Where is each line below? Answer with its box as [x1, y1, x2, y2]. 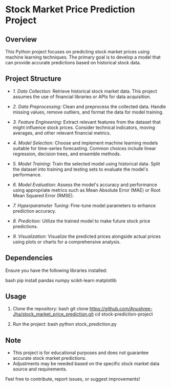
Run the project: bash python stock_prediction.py [12, 321, 117, 327]
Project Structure [5, 75, 61, 83]
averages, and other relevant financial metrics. [12, 130, 111, 136]
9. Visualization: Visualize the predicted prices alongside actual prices [12, 233, 161, 239]
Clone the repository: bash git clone [12, 306, 89, 312]
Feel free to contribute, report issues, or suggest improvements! [5, 376, 140, 382]
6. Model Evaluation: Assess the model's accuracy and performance [12, 181, 157, 188]
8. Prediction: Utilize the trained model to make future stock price [12, 217, 151, 224]
